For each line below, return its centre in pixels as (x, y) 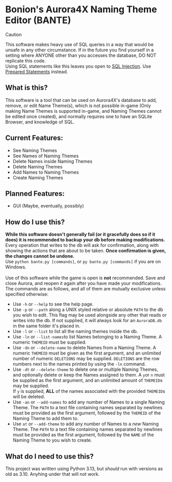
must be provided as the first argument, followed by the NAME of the (83, 435)
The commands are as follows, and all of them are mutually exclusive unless (85, 289)
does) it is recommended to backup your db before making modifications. (85, 240)
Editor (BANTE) (38, 20)
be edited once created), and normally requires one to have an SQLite (79, 116)
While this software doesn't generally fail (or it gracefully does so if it (80, 235)
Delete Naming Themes (38, 166)
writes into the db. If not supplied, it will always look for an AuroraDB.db (87, 321)
